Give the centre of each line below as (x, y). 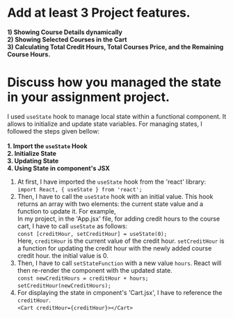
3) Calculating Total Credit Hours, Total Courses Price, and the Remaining (115, 47)
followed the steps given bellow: (53, 131)
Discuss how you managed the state (114, 82)
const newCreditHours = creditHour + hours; (83, 278)
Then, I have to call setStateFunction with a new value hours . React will (119, 263)
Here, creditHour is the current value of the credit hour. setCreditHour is (121, 241)
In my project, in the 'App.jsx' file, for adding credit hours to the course (119, 218)
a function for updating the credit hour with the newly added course (114, 248)
